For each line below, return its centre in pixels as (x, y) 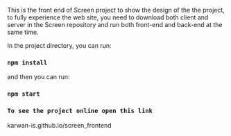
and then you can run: (39, 77)
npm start (24, 94)
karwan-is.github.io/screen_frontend (60, 125)
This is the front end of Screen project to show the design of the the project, (116, 10)
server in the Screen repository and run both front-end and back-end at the (115, 25)
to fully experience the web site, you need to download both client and (108, 17)
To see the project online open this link (80, 111)
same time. (23, 32)
